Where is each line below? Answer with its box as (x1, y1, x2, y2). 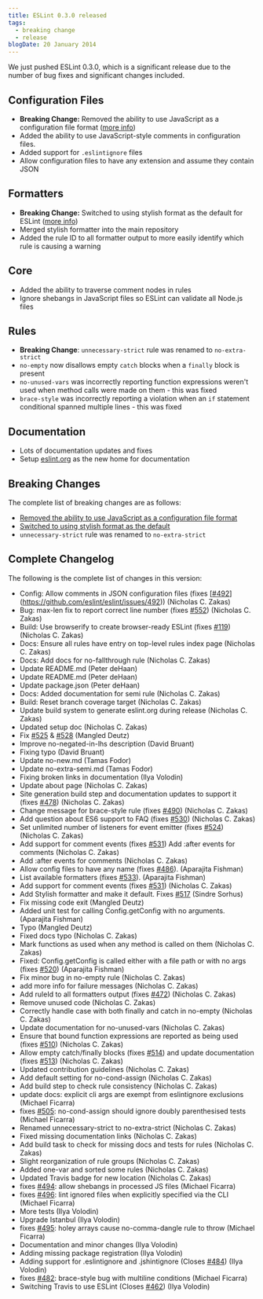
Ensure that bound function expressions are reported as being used (19, 1031, 239, 1040)
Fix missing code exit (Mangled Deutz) (19, 897, 144, 907)
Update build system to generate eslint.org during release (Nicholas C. (19, 705, 248, 715)
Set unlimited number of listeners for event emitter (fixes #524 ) (19, 822, 224, 831)
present (19, 369, 45, 378)
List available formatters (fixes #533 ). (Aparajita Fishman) (19, 872, 206, 882)
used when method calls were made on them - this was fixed (19, 386, 217, 395)
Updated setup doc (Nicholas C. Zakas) (19, 722, 148, 732)
